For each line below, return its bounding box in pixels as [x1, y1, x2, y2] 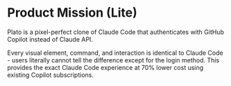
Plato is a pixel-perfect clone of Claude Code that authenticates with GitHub [7, 28, 224, 36]
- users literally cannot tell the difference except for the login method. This [7, 55, 220, 64]
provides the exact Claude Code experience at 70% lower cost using [7, 63, 204, 71]
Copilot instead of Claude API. [7, 35, 94, 43]
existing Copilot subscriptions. [7, 71, 94, 79]
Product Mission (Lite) [7, 5, 137, 21]
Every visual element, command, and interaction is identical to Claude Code [7, 49, 223, 57]
